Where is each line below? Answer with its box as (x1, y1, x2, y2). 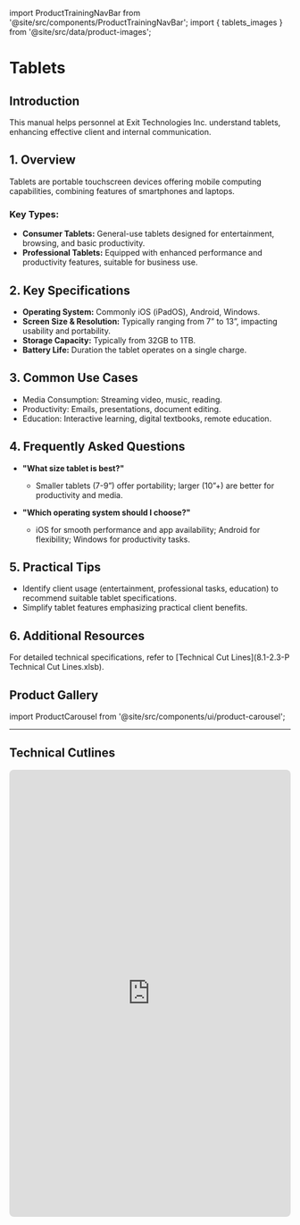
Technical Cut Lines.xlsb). (9, 662, 104, 672)
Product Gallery (9, 688, 99, 703)
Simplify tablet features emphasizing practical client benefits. (21, 603, 248, 613)
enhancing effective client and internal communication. (9, 127, 212, 137)
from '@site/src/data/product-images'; (9, 27, 152, 37)
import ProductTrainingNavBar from (9, 8, 141, 18)
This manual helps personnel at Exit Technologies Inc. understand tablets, (9, 117, 281, 128)
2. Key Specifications (9, 283, 131, 298)
